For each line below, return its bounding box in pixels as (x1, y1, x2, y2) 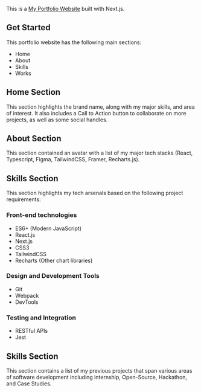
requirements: (6, 196, 41, 203)
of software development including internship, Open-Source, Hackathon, (6, 373, 188, 381)
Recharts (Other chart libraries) (14, 257, 93, 264)
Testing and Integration (6, 313, 77, 322)
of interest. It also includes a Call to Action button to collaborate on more (6, 109, 187, 117)
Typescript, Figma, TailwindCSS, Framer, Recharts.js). (6, 156, 140, 163)
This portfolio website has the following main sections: (6, 39, 142, 46)
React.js (14, 231, 36, 238)
